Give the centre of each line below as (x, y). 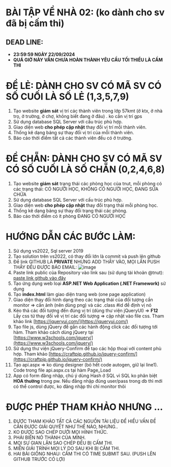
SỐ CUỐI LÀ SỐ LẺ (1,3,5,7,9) (67, 97)
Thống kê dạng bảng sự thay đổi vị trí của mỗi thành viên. (74, 132)
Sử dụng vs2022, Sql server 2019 (48, 251)
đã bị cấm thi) (35, 23)
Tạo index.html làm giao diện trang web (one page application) (79, 294)
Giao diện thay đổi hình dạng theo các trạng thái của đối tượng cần (83, 300)
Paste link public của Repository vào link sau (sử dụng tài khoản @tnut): (88, 273)
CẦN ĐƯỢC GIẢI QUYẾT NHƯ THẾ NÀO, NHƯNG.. (66, 426)
